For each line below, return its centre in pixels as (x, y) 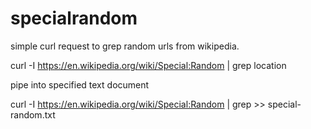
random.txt (33, 114)
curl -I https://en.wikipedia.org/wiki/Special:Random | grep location (148, 65)
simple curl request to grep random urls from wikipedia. (125, 46)
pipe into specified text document (80, 84)
